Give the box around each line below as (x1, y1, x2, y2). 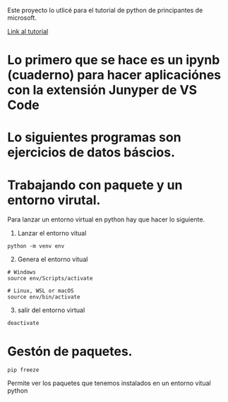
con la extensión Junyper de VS (7, 82, 198, 98)
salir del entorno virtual (17, 306, 85, 314)
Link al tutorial (7, 28, 49, 35)
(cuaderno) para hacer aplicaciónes (7, 67, 222, 84)
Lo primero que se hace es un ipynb (7, 52, 220, 68)
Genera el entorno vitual (17, 255, 88, 264)
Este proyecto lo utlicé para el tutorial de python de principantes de (7, 6, 203, 14)
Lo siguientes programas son (7, 130, 181, 146)
